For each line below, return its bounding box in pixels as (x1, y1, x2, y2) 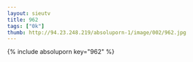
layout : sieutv (7, 10, 51, 17)
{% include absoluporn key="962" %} (7, 48, 115, 56)
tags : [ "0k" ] (7, 22, 45, 29)
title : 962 (7, 16, 39, 23)
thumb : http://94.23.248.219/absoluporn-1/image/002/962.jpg (7, 29, 187, 36)
